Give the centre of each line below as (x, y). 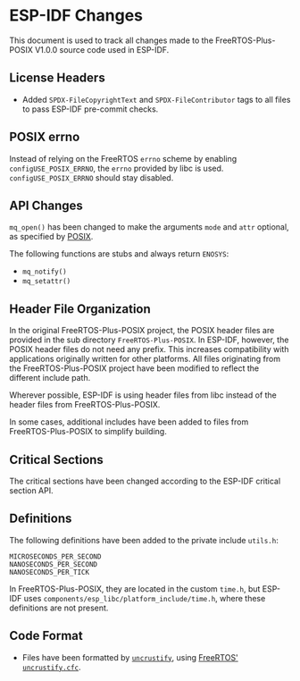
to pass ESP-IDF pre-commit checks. (90, 109)
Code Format (46, 636)
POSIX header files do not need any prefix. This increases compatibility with (149, 349)
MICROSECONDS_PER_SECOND (55, 556)
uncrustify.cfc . (52, 667)
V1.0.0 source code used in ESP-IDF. (102, 49)
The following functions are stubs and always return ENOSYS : (119, 254)
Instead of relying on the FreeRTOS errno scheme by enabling (123, 158)
